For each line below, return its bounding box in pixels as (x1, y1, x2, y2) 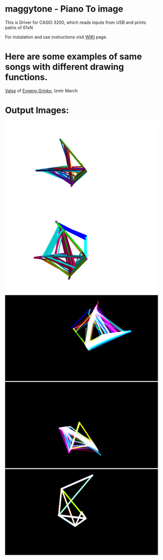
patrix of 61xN (5, 24, 33, 30)
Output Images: (5, 105, 69, 116)
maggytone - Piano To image (5, 3, 124, 15)
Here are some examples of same (5, 51, 142, 62)
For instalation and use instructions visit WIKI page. (5, 34, 108, 40)
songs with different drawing (5, 62, 124, 72)
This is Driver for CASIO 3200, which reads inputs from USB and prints (5, 19, 147, 25)
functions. (5, 72, 48, 83)
